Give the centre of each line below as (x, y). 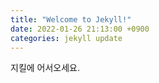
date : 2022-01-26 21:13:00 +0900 (80, 29)
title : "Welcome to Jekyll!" (71, 19)
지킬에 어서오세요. (45, 68)
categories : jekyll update (66, 38)
